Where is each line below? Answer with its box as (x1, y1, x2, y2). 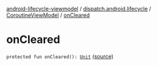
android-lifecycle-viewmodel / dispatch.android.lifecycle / (6, 5, 152, 12)
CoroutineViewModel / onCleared (6, 12, 90, 19)
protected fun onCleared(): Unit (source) (6, 53, 114, 60)
